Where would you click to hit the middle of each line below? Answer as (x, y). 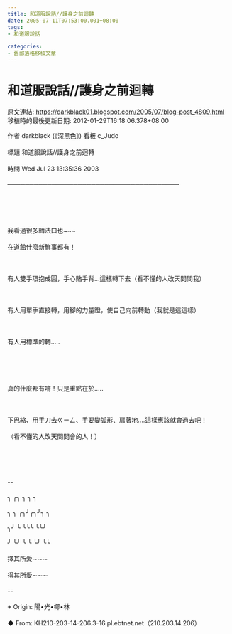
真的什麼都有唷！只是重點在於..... (56, 388)
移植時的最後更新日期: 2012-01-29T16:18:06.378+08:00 (88, 120)
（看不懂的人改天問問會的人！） (54, 436)
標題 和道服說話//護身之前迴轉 (51, 152)
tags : (15, 27)
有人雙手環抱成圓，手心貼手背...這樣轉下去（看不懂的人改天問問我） (106, 278)
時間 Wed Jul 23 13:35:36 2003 (53, 169)
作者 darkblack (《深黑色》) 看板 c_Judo (63, 135)
